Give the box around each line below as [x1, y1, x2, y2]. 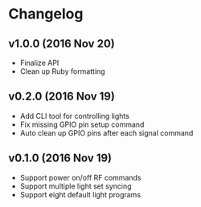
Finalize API [19, 58, 59, 67]
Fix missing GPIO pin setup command [19, 120, 145, 129]
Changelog [8, 5, 84, 23]
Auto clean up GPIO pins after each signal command [19, 128, 194, 137]
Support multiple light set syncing [19, 181, 132, 191]
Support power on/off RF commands [19, 172, 142, 182]
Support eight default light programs [19, 189, 142, 199]
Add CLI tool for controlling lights [19, 111, 130, 120]
